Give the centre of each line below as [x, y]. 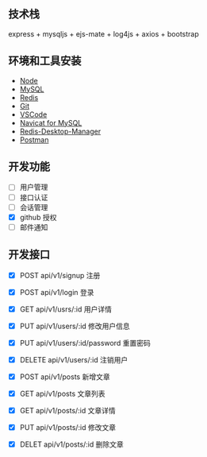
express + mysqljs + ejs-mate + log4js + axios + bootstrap [104, 33]
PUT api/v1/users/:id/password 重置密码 [85, 343]
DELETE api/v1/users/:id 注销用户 [74, 359]
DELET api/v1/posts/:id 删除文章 [72, 444]
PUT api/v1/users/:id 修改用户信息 [75, 326]
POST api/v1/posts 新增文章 [65, 377]
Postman [34, 139]
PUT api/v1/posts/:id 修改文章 [68, 428]
